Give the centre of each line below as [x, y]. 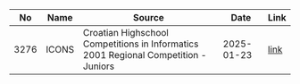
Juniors [99, 66]
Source [149, 17]
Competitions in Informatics [141, 44]
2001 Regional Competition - [145, 55]
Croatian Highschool [126, 33]
